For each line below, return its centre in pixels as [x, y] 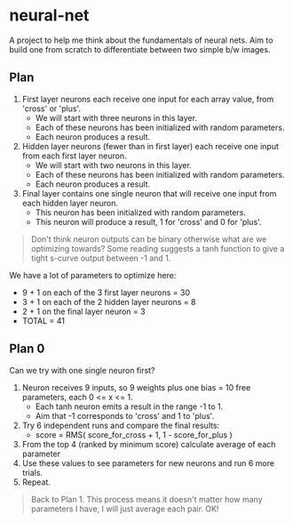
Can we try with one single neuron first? [82, 370]
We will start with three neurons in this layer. [116, 117]
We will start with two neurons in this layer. [114, 165]
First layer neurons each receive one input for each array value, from [148, 99]
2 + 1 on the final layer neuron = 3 [83, 311]
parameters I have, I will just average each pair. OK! [125, 509]
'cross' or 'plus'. [51, 109]
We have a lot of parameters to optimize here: [93, 275]
